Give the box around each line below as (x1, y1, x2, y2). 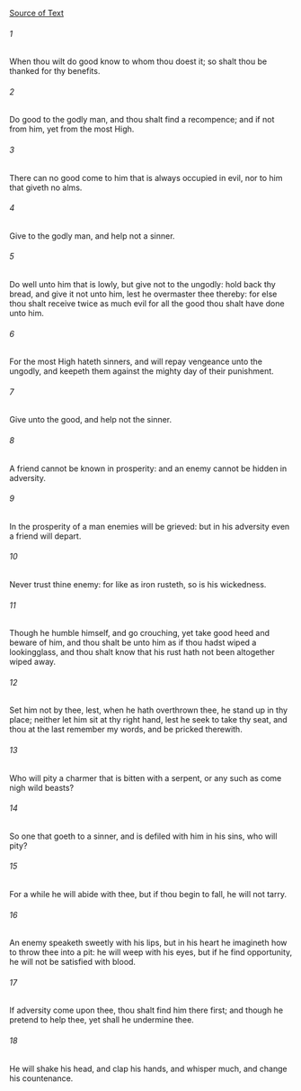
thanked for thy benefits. (9, 66, 101, 77)
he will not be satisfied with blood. (9, 957, 137, 968)
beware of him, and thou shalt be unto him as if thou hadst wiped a (9, 637, 257, 648)
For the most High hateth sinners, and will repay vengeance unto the (9, 356, 263, 368)
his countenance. (9, 1072, 74, 1084)
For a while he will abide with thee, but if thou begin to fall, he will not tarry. (9, 889, 288, 900)
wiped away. (9, 657, 57, 668)
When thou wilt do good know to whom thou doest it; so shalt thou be (9, 56, 268, 67)
